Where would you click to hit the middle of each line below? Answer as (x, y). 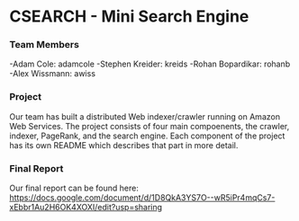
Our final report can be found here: (74, 188)
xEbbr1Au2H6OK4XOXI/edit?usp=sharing (86, 208)
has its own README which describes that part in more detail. (124, 145)
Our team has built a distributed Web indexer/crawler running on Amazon (145, 116)
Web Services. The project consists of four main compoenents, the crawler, (149, 126)
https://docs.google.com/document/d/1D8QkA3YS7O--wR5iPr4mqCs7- (142, 198)
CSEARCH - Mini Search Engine (129, 17)
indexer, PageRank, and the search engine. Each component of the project (147, 136)
